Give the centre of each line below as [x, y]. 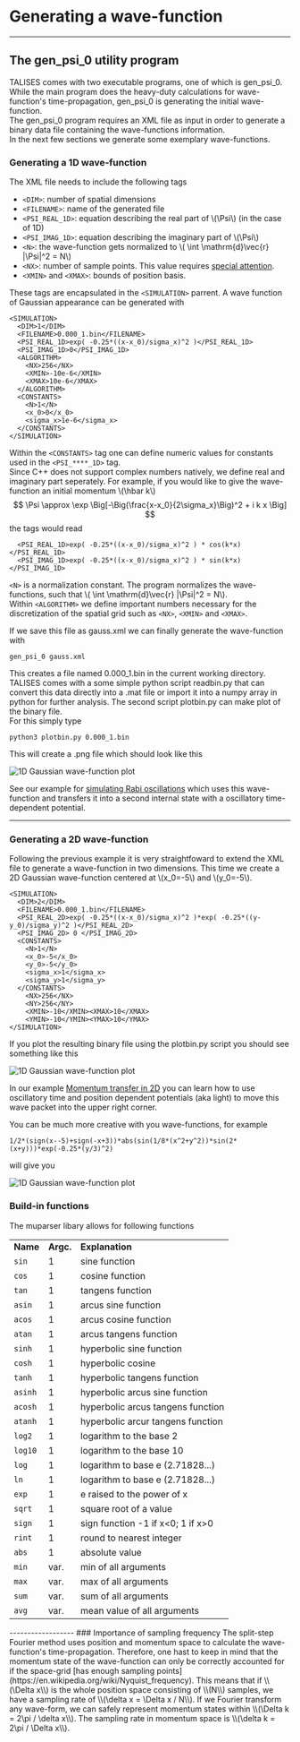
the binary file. [36, 712]
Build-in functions [49, 1206]
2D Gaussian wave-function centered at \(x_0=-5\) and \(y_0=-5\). [131, 878]
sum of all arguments [124, 1596]
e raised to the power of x [134, 1494]
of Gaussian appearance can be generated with [97, 303]
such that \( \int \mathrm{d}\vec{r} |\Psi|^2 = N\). [137, 595]
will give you [32, 1165]
